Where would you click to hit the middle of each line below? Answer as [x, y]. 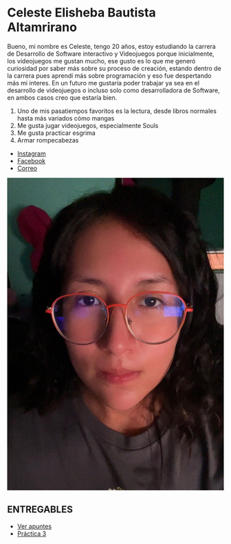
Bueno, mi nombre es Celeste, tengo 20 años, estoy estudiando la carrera [112, 46]
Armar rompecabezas [48, 140]
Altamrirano [42, 27]
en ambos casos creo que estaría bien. [62, 97]
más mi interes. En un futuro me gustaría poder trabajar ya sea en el [103, 83]
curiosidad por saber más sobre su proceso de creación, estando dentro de [114, 68]
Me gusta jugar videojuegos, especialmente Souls [88, 125]
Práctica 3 [32, 533]
